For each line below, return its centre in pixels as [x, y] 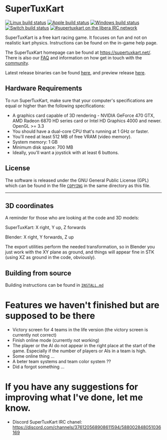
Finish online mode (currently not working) [56, 340]
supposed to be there [50, 316]
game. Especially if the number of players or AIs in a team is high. [79, 351]
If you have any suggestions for [72, 387]
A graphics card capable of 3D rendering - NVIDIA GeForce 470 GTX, [83, 115]
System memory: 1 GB [35, 142]
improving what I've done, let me [74, 398]
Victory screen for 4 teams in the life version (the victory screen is [80, 330]
